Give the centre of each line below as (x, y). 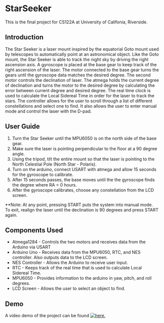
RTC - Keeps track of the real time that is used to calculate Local (77, 268)
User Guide (22, 126)
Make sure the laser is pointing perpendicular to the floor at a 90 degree (85, 149)
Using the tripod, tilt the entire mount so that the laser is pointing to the (83, 159)
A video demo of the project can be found (47, 316)
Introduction (24, 37)
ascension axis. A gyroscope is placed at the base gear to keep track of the (81, 64)
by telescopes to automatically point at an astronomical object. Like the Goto (82, 54)
